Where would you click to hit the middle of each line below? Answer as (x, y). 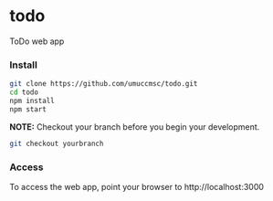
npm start (28, 109)
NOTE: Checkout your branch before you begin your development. (135, 127)
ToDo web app (37, 41)
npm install (32, 100)
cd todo (24, 92)
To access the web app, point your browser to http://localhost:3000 (137, 186)
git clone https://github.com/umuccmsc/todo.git (104, 84)
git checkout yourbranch (57, 143)
